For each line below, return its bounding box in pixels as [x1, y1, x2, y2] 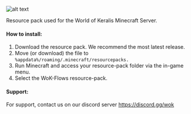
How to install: [6, 30, 43, 38]
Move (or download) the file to [14, 50, 89, 57]
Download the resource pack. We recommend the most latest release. [14, 43, 185, 51]
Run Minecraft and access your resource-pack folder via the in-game [14, 62, 184, 69]
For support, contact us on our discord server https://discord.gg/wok [6, 101, 174, 108]
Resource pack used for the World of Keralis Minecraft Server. [6, 17, 158, 24]
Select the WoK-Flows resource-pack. [14, 75, 108, 82]
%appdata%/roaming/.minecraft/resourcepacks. [14, 57, 129, 63]
